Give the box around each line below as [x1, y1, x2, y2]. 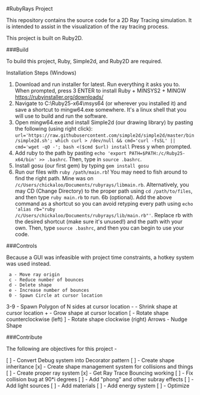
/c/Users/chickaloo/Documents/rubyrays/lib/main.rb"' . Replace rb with [14, 212, 193, 218]
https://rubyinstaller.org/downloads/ [14, 94, 104, 100]
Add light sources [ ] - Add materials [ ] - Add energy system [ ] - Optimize [6, 382, 190, 389]
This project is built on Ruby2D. [6, 35, 84, 41]
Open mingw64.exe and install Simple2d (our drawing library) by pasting [14, 119, 193, 126]
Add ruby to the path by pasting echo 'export [14, 149, 127, 156]
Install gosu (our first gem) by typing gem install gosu [14, 162, 149, 169]
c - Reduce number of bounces [8, 277, 84, 283]
